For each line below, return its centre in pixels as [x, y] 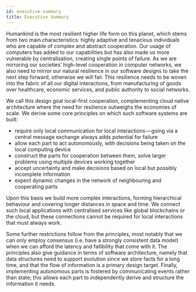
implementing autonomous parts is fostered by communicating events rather [98, 271]
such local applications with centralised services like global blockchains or [96, 210]
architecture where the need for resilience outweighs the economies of [91, 107]
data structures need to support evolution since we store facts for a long [93, 259]
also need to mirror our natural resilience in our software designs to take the [97, 71]
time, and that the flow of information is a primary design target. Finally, [92, 265]
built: [12, 119]
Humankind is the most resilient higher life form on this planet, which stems [97, 33]
